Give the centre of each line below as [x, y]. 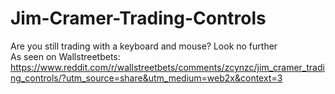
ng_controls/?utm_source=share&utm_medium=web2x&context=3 [146, 78]
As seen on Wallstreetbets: [65, 56]
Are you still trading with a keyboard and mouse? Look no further [144, 46]
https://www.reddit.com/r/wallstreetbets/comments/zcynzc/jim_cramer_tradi [167, 67]
